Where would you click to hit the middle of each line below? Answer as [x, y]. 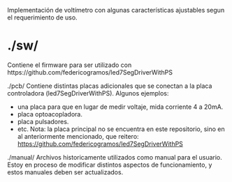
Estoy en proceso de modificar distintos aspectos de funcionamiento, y [110, 165]
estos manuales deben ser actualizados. [65, 172]
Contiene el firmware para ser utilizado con [70, 65]
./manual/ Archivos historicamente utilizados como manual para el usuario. [115, 157]
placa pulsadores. [43, 121]
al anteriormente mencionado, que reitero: [78, 136]
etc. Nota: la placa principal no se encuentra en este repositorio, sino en [121, 129]
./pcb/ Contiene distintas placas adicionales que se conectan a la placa [110, 86]
